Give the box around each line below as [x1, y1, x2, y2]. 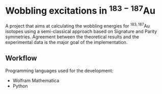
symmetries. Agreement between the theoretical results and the [5, 34, 139, 40]
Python [12, 83, 28, 89]
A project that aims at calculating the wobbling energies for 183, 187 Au [5, 22, 150, 29]
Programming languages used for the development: [5, 67, 114, 74]
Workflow [5, 54, 37, 63]
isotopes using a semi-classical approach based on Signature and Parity [5, 28, 157, 34]
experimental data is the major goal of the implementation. [5, 39, 128, 45]
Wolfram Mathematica [12, 77, 60, 83]
